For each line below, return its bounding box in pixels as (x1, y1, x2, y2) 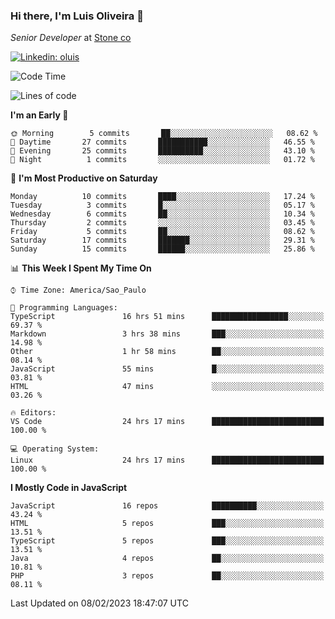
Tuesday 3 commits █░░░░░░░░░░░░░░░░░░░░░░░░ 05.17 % (10, 200, 315, 211)
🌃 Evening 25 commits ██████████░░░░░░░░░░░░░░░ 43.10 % (10, 146, 315, 156)
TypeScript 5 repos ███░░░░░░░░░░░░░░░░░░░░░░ (10, 536, 325, 546)
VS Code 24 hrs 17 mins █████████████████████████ (10, 417, 325, 427)
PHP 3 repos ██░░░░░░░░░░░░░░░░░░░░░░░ (10, 571, 325, 581)
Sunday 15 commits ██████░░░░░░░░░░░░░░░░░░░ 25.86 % (10, 244, 315, 254)
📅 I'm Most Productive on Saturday (10, 172, 158, 184)
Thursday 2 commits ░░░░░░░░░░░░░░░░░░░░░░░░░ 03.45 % (10, 218, 315, 228)
